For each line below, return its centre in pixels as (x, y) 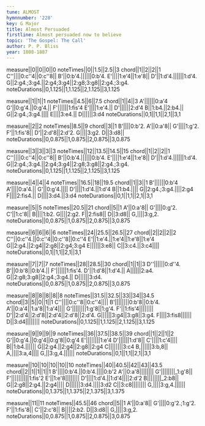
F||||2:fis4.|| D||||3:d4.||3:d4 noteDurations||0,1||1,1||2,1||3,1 (80, 195)
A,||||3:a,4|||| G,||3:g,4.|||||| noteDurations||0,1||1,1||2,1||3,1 (79, 353)
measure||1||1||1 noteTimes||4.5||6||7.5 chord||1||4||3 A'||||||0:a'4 (87, 101)
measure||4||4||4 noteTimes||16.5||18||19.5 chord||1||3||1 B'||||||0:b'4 (92, 183)
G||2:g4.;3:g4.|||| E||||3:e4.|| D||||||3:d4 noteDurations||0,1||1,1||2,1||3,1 (94, 114)
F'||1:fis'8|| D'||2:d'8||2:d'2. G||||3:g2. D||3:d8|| (65, 132)
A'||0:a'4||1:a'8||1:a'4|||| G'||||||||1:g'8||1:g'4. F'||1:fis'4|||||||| (80, 309)
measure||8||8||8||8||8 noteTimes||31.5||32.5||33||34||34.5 (80, 295)
